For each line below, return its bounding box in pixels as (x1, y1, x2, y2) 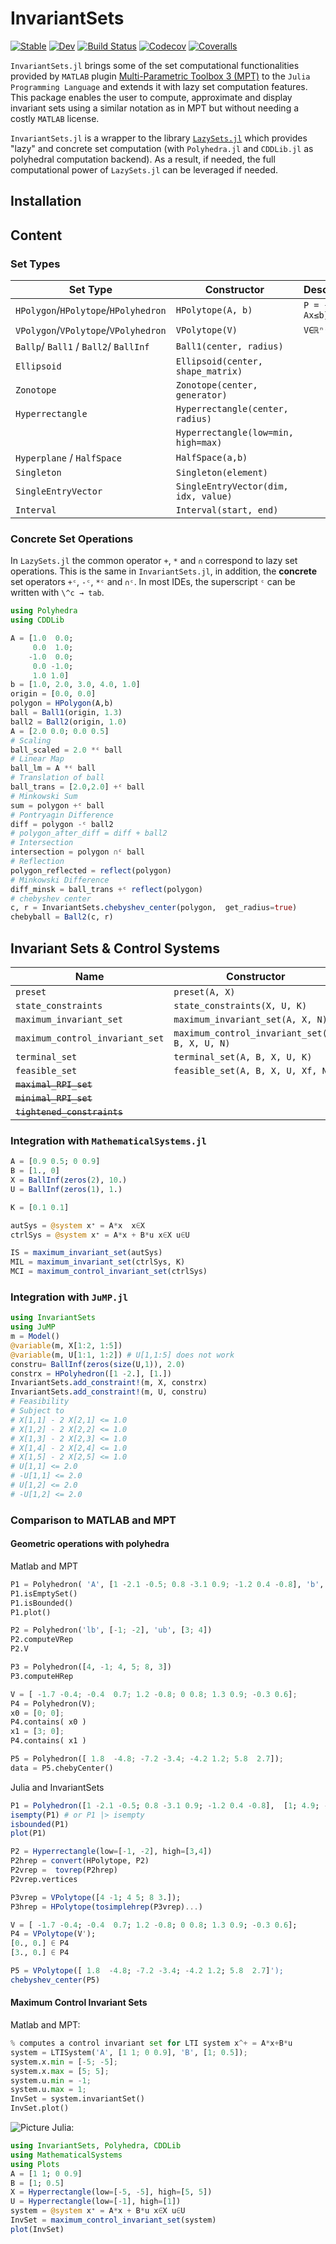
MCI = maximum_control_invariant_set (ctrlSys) (10, 1267, 208, 1277)
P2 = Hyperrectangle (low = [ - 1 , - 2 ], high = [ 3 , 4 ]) (10, 1847, 213, 1857)
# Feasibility (10, 1397, 70, 1407)
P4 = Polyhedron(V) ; (10, 1698, 97, 1709)
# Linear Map (10, 754, 65, 764)
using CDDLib (10, 615, 65, 626)
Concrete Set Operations (10, 532, 134, 546)
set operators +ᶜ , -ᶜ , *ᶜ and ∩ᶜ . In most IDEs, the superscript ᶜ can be (10, 576, 296, 588)
